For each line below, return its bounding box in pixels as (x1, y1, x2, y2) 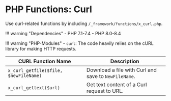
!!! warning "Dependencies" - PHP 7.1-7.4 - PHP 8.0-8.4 (5, 30, 121, 36)
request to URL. (86, 87, 124, 94)
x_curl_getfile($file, (8, 67, 63, 73)
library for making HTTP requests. (5, 45, 76, 52)
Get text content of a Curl (86, 81, 147, 88)
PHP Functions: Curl (5, 4, 93, 15)
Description (110, 58, 139, 65)
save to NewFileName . (86, 72, 135, 80)
